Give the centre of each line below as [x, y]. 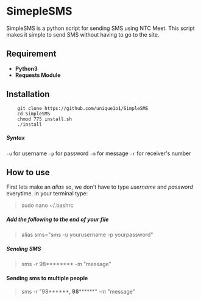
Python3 [26, 68]
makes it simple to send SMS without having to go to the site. [83, 34]
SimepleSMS [39, 11]
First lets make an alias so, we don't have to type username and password [100, 187]
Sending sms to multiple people [47, 278]
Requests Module [38, 75]
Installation [28, 94]
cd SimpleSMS [34, 114]
